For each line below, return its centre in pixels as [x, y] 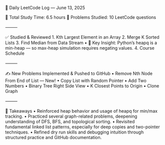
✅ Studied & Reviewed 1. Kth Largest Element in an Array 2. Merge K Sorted [82, 37]
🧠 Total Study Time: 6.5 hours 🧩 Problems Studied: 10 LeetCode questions [81, 17]
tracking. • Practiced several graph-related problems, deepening [71, 116]
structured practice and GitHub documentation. [54, 137]
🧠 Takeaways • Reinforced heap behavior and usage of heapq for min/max [81, 111]
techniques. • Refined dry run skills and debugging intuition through [74, 132]
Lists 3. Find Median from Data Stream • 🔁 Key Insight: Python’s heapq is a [81, 43]
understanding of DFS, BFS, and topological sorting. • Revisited [70, 121]
